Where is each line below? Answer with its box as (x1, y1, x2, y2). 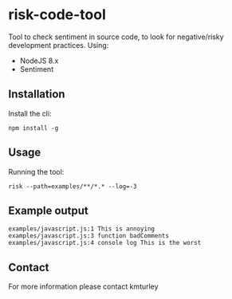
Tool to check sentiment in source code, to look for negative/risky (8, 32, 225, 41)
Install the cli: (8, 108, 52, 118)
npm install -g (8, 124, 59, 132)
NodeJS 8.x (19, 56, 59, 65)
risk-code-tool (8, 6, 106, 24)
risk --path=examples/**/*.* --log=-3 (8, 182, 137, 191)
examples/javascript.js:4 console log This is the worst (8, 239, 202, 247)
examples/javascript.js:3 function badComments (8, 232, 170, 240)
